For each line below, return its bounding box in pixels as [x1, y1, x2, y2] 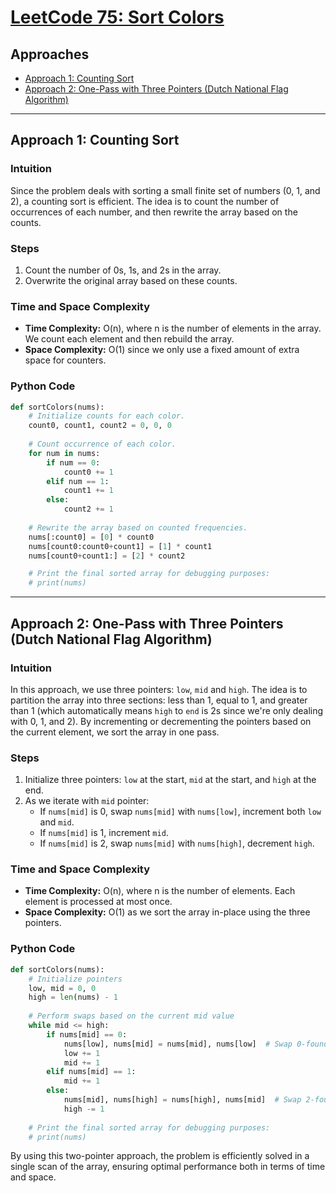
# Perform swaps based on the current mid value [28, 1011, 235, 1021]
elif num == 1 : [46, 476, 110, 486]
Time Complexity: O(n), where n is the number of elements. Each [24, 885, 296, 897]
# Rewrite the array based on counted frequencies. [28, 522, 248, 533]
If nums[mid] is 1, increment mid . [39, 827, 169, 839]
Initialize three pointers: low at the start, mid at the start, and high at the [24, 774, 317, 786]
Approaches [10, 46, 90, 63]
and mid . [39, 816, 75, 828]
